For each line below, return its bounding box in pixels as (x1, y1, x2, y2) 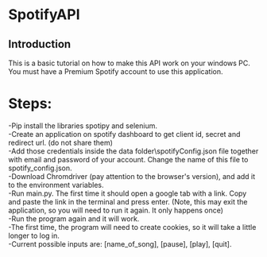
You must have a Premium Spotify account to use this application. (8, 67, 223, 76)
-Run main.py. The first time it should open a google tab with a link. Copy (8, 189, 247, 198)
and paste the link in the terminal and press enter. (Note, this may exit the (8, 197, 248, 206)
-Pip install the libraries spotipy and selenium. (8, 121, 157, 130)
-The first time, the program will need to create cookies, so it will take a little (8, 222, 257, 232)
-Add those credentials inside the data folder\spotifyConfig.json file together (8, 146, 259, 156)
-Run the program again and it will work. (8, 213, 140, 224)
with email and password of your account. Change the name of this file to (8, 154, 249, 164)
